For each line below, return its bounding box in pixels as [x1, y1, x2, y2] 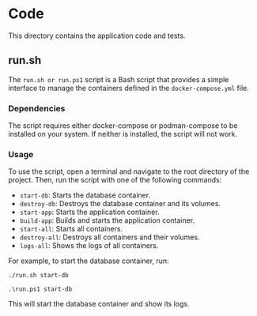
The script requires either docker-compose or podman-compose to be [8, 121, 238, 130]
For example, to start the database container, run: [8, 256, 169, 265]
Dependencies [8, 103, 66, 114]
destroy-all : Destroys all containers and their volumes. [19, 232, 200, 242]
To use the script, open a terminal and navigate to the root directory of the [8, 167, 250, 176]
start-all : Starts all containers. [19, 224, 123, 234]
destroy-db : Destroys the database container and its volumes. [19, 199, 221, 209]
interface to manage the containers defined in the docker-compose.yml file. [8, 83, 249, 92]
